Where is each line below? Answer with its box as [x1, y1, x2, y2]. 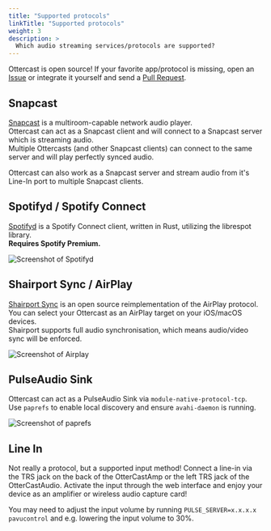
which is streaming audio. [8, 134, 95, 144]
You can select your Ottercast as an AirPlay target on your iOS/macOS [8, 308, 243, 317]
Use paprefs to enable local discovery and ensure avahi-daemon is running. [8, 402, 256, 413]
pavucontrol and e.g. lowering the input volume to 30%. [8, 513, 194, 523]
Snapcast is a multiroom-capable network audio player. [8, 117, 193, 127]
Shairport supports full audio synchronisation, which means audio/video [8, 325, 249, 334]
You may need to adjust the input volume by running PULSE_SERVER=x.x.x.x [8, 505, 257, 515]
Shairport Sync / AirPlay [8, 278, 133, 291]
